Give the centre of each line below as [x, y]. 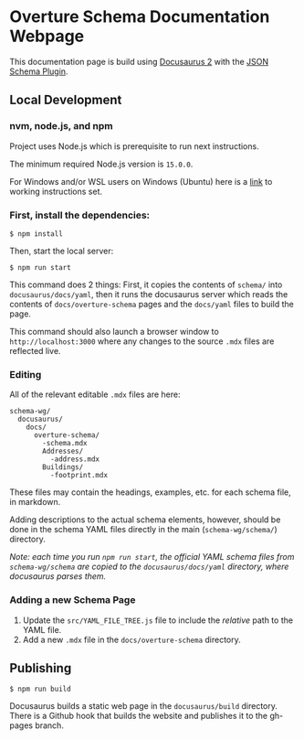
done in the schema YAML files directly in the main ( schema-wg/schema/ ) [144, 530]
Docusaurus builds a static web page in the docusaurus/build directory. [144, 706]
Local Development [66, 100]
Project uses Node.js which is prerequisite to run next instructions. [134, 146]
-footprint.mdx [79, 476]
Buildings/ [63, 467]
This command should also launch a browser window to [114, 331]
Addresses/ [63, 451]
